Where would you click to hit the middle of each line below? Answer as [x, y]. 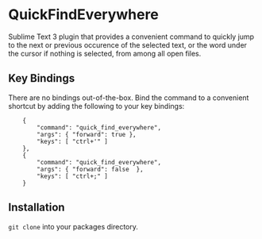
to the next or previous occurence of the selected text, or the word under [128, 44]
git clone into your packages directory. [73, 226]
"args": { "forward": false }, [91, 169]
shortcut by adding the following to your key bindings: [96, 106]
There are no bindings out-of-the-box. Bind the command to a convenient [129, 98]
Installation [37, 208]
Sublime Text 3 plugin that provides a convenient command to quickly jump [131, 37]
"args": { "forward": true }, [87, 134]
